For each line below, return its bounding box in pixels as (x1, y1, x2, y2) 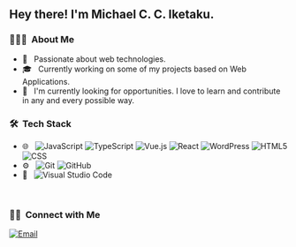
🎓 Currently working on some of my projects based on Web (21, 64, 247, 74)
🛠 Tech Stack (9, 117, 72, 130)
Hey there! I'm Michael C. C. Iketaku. (9, 7, 215, 22)
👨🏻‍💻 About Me (9, 34, 75, 46)
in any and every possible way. (21, 94, 135, 105)
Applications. (21, 76, 71, 86)
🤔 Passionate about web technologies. (21, 53, 166, 64)
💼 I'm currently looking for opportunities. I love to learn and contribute (21, 86, 281, 96)
